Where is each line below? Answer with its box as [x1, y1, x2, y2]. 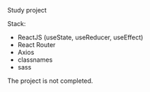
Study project [7, 6, 47, 14]
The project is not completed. [7, 77, 93, 85]
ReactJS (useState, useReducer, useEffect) [17, 33, 144, 41]
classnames [17, 55, 53, 64]
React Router [17, 41, 56, 48]
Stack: [7, 20, 26, 27]
